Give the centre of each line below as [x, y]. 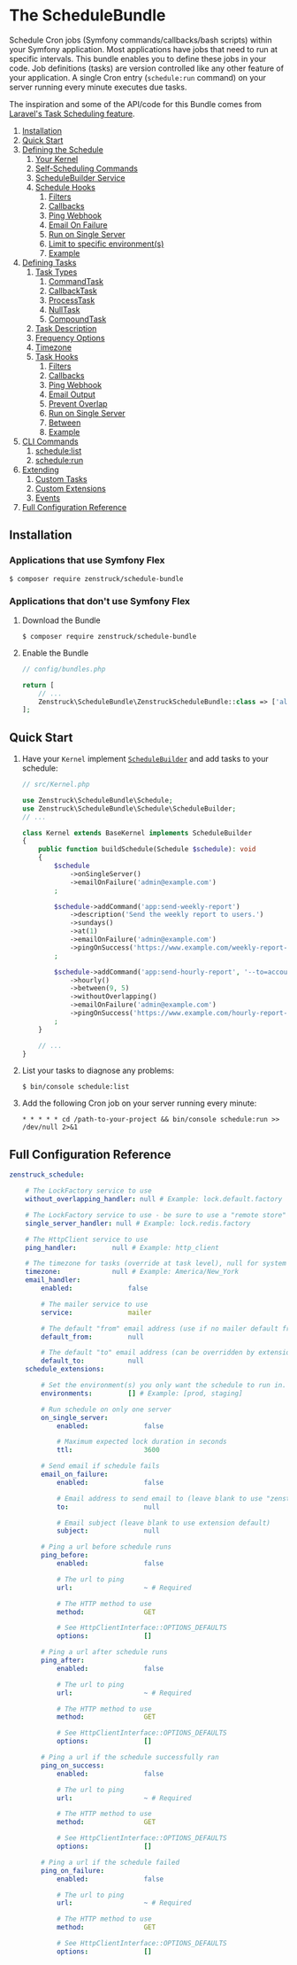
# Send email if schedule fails [101, 1466]
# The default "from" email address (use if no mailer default [160, 1328]
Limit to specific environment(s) [106, 244]
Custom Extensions [70, 488]
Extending [40, 470]
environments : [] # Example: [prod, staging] [142, 1393]
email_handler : [53, 1280]
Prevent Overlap [78, 403]
